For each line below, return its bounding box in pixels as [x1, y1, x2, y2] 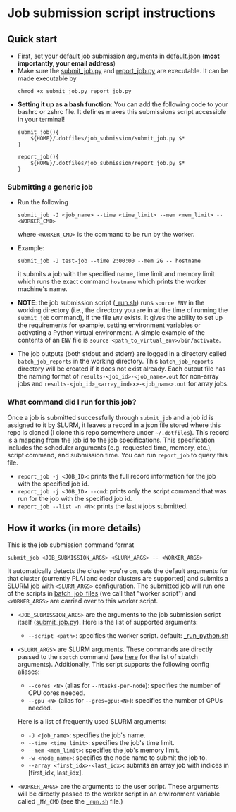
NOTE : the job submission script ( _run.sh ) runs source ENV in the [17, 298, 205, 307]
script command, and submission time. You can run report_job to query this [7, 450, 228, 459]
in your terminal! [17, 115, 66, 123]
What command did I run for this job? [7, 397, 137, 407]
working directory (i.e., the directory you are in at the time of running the [17, 306, 228, 314]
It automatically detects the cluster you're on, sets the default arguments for [7, 567, 228, 575]
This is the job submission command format [7, 541, 135, 549]
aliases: [17, 668, 40, 676]
